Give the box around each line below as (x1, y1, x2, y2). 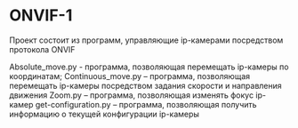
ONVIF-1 (9, 5, 73, 26)
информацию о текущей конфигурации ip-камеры (9, 108, 200, 119)
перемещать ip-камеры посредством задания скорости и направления (9, 80, 282, 91)
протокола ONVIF (9, 44, 76, 54)
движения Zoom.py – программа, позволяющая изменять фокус (9, 90, 254, 100)
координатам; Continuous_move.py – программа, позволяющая (9, 70, 251, 81)
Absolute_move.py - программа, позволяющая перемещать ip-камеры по (9, 61, 289, 72)
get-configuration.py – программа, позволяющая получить (35, 99, 257, 109)
